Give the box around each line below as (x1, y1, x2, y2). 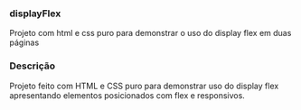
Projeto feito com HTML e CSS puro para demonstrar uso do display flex (9, 80, 279, 91)
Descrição (9, 60, 56, 72)
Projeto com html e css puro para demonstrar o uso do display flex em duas (9, 28, 292, 39)
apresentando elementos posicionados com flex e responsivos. (9, 89, 246, 101)
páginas (9, 37, 40, 48)
